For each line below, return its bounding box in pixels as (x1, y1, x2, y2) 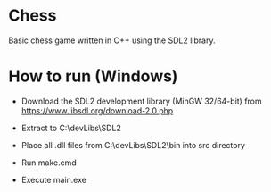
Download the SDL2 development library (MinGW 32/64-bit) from (21, 96, 262, 106)
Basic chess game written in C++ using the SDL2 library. (8, 35, 216, 46)
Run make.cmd (21, 157, 77, 168)
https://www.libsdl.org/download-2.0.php (21, 104, 174, 116)
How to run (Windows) (8, 66, 178, 87)
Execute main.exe (21, 174, 86, 185)
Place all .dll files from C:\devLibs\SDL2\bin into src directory (21, 139, 246, 150)
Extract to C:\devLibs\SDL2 (21, 122, 122, 133)
